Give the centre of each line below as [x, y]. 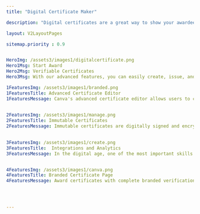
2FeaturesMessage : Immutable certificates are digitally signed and [93, 126]
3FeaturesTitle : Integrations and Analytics [63, 148]
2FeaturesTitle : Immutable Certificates [57, 121]
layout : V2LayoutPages [34, 33]
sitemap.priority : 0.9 [36, 44]
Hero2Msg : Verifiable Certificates [50, 71]
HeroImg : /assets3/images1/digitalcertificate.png [70, 60]
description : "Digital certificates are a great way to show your [90, 22]
